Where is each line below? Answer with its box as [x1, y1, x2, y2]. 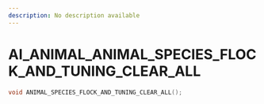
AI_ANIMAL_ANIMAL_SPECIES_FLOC [8, 45, 257, 63]
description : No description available [8, 11, 140, 20]
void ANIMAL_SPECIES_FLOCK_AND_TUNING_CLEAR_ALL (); [8, 88, 182, 96]
